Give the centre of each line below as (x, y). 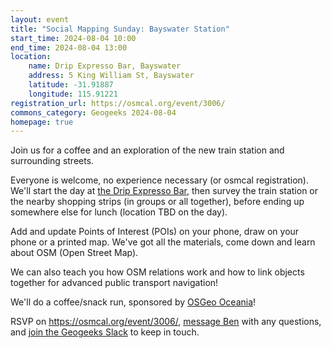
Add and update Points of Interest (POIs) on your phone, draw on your (155, 232)
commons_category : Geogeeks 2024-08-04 (93, 112)
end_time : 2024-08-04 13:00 (69, 47)
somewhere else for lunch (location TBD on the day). (119, 212)
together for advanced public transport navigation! (114, 283)
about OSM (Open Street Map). (74, 253)
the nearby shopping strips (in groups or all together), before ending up (157, 202)
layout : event (40, 19)
